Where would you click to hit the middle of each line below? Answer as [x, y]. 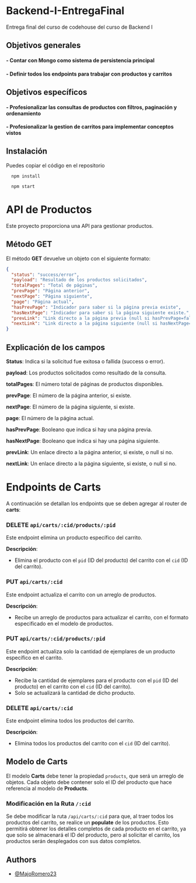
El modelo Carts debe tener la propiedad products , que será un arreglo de [95, 776]
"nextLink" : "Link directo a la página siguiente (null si [85, 323]
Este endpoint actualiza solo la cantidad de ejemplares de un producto [91, 651]
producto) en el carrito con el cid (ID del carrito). [73, 686]
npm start [23, 186]
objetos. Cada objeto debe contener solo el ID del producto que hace [89, 782]
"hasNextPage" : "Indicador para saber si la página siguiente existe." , [101, 313]
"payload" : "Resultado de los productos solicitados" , [79, 280]
